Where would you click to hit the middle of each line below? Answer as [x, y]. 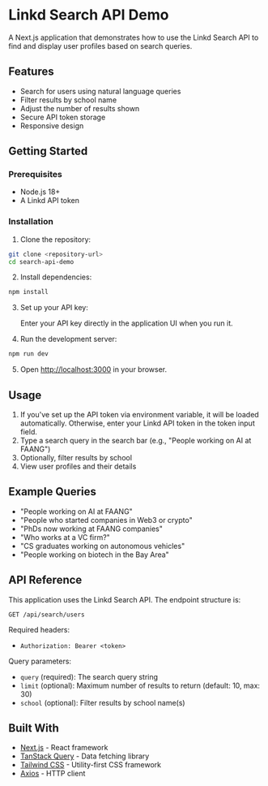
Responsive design [52, 125]
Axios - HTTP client [53, 774]
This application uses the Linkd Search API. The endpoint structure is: [125, 599]
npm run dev [28, 354]
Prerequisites [35, 175]
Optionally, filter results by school [76, 458]
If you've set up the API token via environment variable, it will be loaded [139, 415]
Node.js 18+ [40, 192]
